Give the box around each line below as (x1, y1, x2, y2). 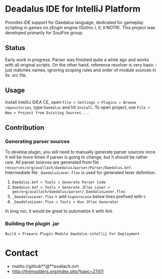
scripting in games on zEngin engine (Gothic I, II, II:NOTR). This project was (5, 24, 155, 30)
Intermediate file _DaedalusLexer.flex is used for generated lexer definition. (5, 170, 156, 176)
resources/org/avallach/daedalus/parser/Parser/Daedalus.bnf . (5, 164, 132, 170)
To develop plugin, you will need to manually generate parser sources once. (5, 149, 157, 155)
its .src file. (5, 72, 27, 78)
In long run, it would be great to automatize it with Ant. (5, 208, 113, 214)
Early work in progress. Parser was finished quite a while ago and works (5, 57, 149, 63)
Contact (5, 247, 38, 258)
